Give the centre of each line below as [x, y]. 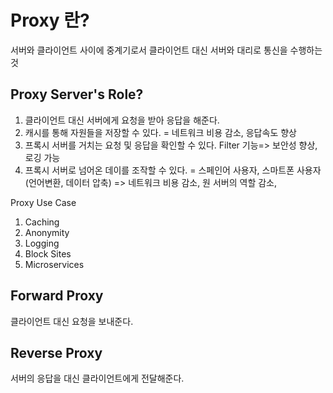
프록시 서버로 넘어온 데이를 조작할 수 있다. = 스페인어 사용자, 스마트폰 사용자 [173, 170]
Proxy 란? [50, 20]
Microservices [54, 264]
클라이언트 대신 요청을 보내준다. [72, 321]
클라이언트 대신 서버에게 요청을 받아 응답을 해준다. [122, 120]
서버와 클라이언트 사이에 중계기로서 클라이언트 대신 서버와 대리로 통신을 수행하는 [166, 50]
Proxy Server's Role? [77, 94]
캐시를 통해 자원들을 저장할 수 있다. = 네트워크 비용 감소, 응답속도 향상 [160, 132]
